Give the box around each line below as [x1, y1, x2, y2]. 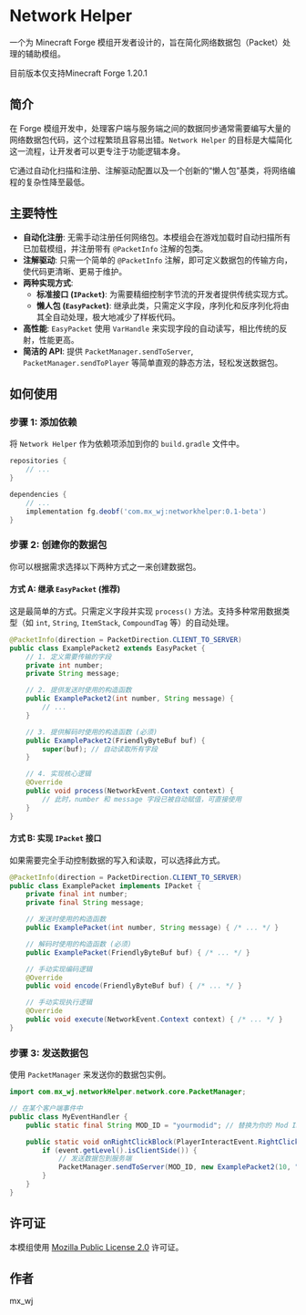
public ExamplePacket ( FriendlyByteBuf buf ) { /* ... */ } [25, 947, 250, 958]
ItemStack [81, 618, 118, 627]
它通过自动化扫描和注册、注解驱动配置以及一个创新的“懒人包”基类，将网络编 [9, 165, 296, 176]
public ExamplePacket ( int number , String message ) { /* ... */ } [25, 923, 280, 933]
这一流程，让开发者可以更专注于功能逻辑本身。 [9, 145, 185, 156]
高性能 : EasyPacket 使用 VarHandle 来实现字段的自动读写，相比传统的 [22, 323, 280, 334]
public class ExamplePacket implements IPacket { [9, 881, 202, 890]
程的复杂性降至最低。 [9, 176, 89, 187]
